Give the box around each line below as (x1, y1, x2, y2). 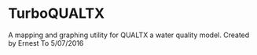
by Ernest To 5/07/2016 (8, 38, 84, 47)
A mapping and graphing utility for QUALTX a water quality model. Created (8, 30, 250, 40)
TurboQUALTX (8, 5, 105, 22)
